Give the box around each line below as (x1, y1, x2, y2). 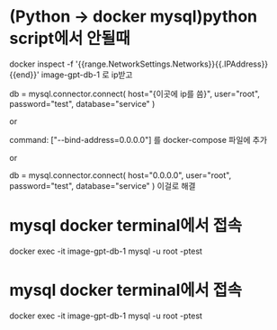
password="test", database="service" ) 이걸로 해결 (9, 180, 196, 191)
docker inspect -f (9, 58, 74, 69)
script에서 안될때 (9, 29, 130, 49)
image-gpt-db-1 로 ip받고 (40, 69, 133, 80)
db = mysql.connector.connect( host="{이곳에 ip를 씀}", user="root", (9, 88, 261, 99)
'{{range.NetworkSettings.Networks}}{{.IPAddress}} (75, 58, 269, 69)
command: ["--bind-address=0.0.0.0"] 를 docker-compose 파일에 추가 (9, 134, 268, 145)
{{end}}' (9, 69, 40, 80)
